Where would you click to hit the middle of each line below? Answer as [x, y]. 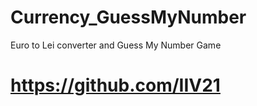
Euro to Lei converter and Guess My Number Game [116, 45]
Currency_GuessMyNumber [128, 17]
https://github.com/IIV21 [115, 85]
